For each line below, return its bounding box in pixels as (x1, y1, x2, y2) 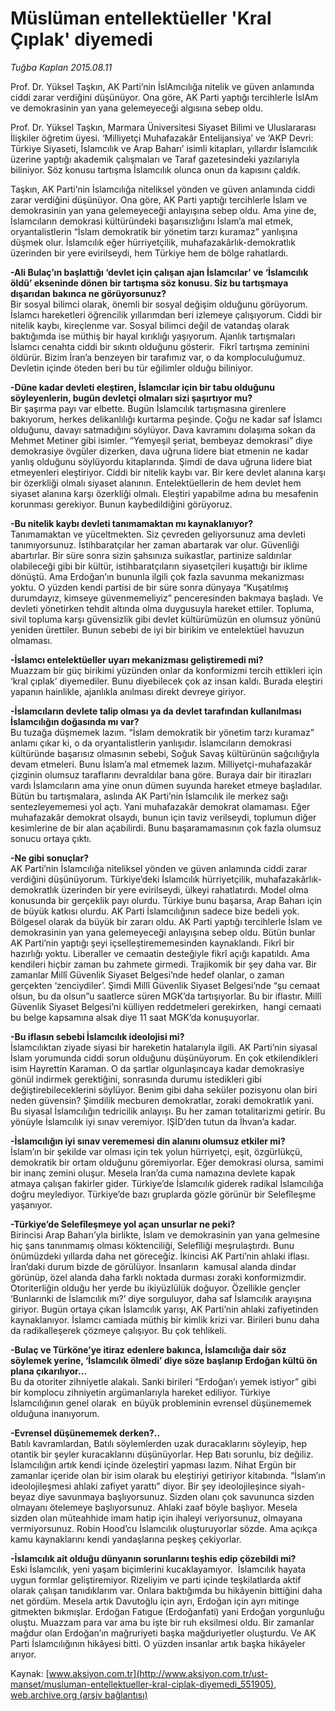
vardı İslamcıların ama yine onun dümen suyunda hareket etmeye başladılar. (10, 779, 323, 791)
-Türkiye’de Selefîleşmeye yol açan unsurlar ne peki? (10, 1218, 236, 1230)
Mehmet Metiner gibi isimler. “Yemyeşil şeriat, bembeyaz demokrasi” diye (10, 434, 313, 446)
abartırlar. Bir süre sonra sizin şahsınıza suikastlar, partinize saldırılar (10, 549, 292, 561)
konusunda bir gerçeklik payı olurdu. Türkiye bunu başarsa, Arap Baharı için (10, 894, 323, 906)
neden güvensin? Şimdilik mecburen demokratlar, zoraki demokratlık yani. (10, 1094, 315, 1106)
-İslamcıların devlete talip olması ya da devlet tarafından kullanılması (10, 705, 302, 717)
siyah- (279, 1480, 306, 1492)
